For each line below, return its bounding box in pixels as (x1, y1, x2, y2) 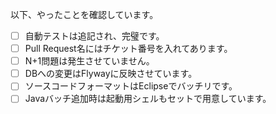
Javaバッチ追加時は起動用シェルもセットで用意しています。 (24, 93, 272, 105)
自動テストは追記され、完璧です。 (24, 30, 165, 42)
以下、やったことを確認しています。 (10, 9, 159, 20)
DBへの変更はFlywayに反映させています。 (24, 68, 198, 80)
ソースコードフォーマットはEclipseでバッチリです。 (24, 80, 238, 92)
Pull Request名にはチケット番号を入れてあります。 (24, 43, 233, 55)
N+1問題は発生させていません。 (24, 55, 155, 67)
